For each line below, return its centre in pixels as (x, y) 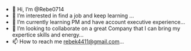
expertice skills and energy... (48, 35)
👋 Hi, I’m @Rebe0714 (38, 9)
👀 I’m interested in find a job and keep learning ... (73, 16)
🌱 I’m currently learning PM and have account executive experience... (99, 22)
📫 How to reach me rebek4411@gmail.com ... (68, 41)
